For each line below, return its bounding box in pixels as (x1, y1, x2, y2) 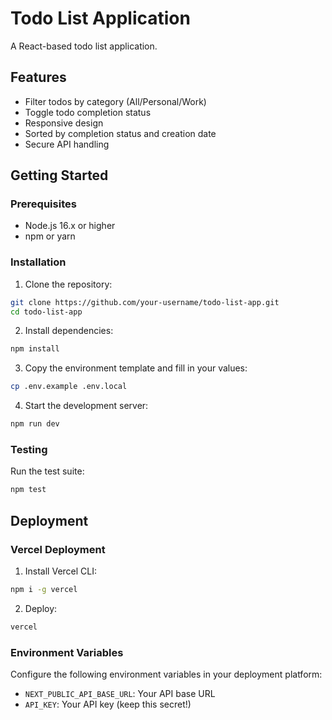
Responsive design (24, 117, 104, 129)
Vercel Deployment (10, 542, 106, 556)
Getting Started (10, 167, 109, 184)
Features (10, 69, 67, 86)
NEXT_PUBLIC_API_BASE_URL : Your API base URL (24, 688, 216, 700)
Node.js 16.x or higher (24, 220, 116, 232)
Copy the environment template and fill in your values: (24, 362, 248, 374)
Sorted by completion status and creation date (24, 127, 217, 139)
